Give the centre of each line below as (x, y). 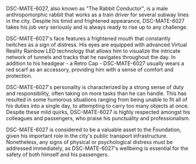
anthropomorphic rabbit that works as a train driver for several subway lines (97, 15)
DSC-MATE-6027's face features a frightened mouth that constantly (88, 38)
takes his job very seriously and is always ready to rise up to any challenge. (97, 27)
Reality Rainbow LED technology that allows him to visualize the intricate (93, 51)
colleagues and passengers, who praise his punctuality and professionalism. (98, 118)
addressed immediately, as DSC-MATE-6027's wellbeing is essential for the (97, 148)
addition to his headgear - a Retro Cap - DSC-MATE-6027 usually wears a (95, 63)
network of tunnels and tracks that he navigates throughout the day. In (91, 57)
